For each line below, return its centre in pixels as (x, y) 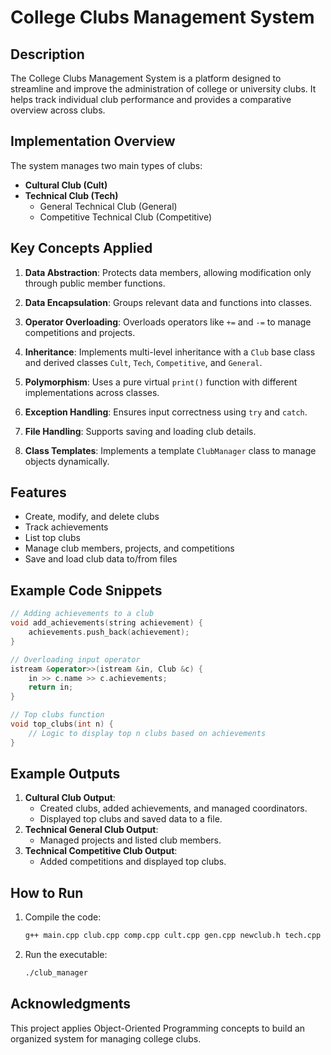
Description (47, 54)
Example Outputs (65, 774)
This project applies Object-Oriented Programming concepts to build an (158, 1028)
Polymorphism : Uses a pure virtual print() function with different (161, 382)
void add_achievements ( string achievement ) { (106, 623)
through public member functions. (95, 283)
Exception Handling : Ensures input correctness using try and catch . (166, 412)
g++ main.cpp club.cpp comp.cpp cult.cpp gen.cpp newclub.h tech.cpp (173, 936)
